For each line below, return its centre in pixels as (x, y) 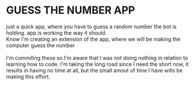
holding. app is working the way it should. (56, 32)
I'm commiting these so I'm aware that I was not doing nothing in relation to (97, 58)
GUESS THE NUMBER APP (70, 10)
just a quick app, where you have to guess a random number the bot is (91, 27)
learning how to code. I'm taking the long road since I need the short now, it (97, 64)
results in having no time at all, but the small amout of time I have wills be (95, 70)
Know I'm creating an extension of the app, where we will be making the (93, 39)
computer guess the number (41, 45)
